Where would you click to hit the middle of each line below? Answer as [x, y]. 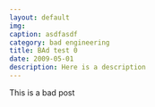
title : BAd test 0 [43, 51]
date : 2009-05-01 [42, 59]
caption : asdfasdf [43, 34]
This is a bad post [42, 92]
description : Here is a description [77, 68]
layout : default [39, 17]
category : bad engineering [60, 42]
